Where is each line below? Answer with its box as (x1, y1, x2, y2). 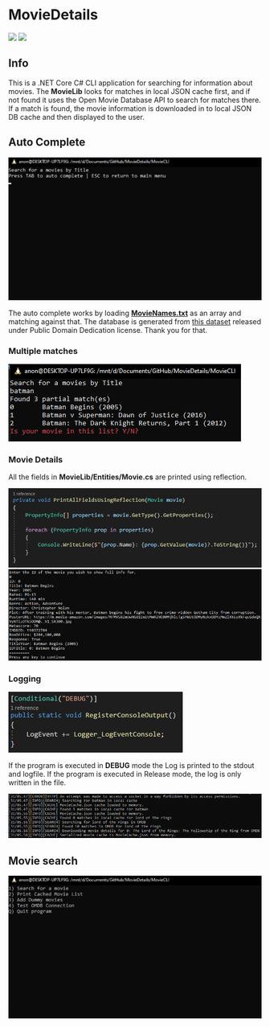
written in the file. (8, 778, 67, 787)
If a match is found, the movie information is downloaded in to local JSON (8, 103, 252, 113)
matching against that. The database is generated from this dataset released (8, 316, 262, 327)
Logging (8, 673, 42, 684)
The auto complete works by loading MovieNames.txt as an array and (8, 308, 242, 318)
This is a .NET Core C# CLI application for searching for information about (8, 78, 253, 88)
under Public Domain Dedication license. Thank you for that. (8, 325, 207, 335)
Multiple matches (8, 345, 78, 356)
